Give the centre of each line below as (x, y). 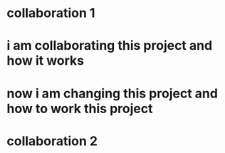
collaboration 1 (51, 13)
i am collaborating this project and (110, 46)
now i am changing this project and (112, 93)
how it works (46, 61)
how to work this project (80, 109)
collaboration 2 (52, 141)
